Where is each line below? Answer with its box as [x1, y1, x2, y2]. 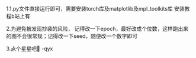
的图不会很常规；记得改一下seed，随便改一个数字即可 [6, 33, 138, 40]
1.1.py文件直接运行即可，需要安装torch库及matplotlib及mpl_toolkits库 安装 [6, 5, 185, 12]
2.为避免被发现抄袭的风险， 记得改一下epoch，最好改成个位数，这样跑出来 [6, 25, 188, 32]
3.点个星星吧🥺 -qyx [6, 45, 53, 52]
